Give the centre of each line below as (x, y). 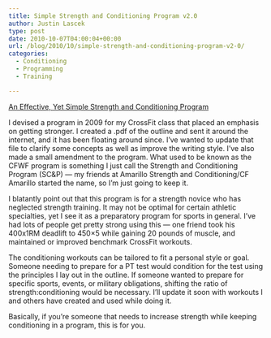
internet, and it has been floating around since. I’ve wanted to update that (131, 140)
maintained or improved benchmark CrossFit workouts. (101, 241)
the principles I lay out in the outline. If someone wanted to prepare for (126, 275)
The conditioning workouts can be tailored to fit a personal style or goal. (129, 258)
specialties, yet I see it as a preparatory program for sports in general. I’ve (132, 215)
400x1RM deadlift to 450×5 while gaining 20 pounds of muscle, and (122, 233)
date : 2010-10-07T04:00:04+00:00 (65, 39)
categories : (28, 54)
